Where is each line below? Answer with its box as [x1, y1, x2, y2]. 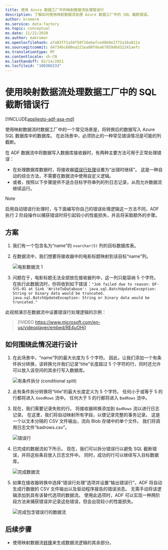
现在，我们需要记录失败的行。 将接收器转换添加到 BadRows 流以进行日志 [12, 405, 159, 411]
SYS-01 [12, 286, 27, 291]
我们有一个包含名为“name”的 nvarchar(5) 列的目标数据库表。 [12, 242, 139, 249]
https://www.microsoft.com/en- [35, 319, 101, 325]
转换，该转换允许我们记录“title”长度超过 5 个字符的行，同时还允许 [26, 361, 161, 367]
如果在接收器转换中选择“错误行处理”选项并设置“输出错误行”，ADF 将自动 [12, 479, 162, 485]
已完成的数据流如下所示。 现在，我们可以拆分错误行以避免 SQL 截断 [12, 446, 153, 452]
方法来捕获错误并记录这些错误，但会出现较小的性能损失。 [17, 498, 136, 504]
